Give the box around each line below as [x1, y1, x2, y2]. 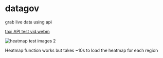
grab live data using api [5, 19, 52, 25]
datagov [5, 3, 39, 14]
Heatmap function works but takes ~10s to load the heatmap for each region [5, 47, 158, 53]
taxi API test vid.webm [5, 28, 50, 34]
